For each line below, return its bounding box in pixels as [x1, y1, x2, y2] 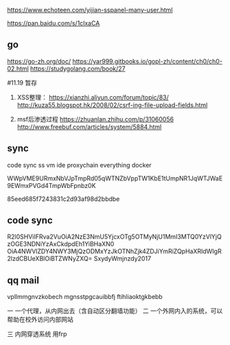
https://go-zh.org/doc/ [7, 57, 71, 65]
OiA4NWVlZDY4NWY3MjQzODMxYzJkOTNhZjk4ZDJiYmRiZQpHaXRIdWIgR [7, 247, 222, 256]
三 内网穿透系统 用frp [7, 330, 67, 338]
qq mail [7, 274, 40, 286]
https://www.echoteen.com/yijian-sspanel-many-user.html [7, 6, 173, 14]
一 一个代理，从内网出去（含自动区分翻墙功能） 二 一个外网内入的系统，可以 [7, 307, 223, 315]
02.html [7, 64, 29, 73]
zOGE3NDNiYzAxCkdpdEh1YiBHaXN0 [7, 240, 115, 248]
